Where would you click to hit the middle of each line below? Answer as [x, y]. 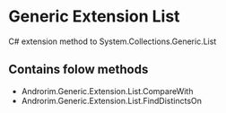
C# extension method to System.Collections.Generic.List [113, 41]
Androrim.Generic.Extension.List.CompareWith [107, 91]
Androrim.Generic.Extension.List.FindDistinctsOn [112, 100]
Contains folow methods [78, 70]
